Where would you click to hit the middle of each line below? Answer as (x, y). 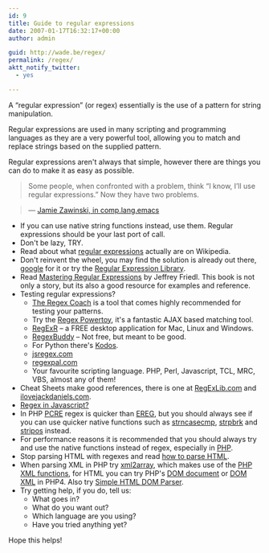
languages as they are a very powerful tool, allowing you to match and (124, 137)
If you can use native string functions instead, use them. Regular (126, 225)
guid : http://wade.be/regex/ (57, 53)
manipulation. (31, 113)
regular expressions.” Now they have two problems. (113, 195)
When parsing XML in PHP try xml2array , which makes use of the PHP (136, 465)
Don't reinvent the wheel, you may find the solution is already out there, (138, 260)
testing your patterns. (67, 311)
